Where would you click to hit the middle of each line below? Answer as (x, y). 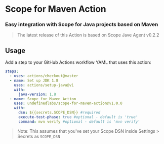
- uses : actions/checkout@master (44, 76)
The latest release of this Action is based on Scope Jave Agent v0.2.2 (88, 35)
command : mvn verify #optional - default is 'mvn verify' (79, 121)
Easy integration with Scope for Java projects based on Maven (82, 25)
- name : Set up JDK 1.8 (34, 81)
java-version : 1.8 (37, 94)
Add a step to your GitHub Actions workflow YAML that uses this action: (78, 62)
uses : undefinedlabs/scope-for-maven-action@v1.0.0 (68, 103)
